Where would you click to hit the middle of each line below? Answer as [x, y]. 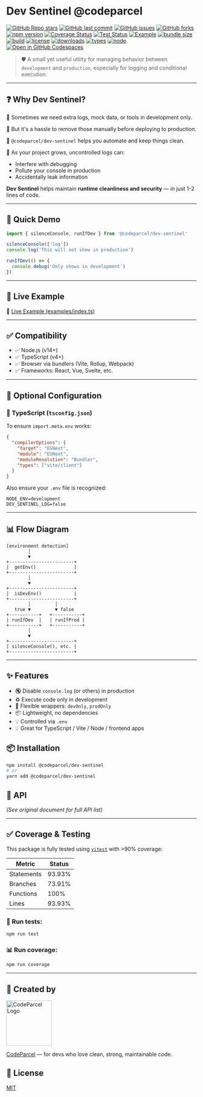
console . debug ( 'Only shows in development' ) [69, 267]
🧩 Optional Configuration [54, 396]
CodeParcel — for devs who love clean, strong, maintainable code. [89, 1054]
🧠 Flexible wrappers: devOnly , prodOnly [63, 706]
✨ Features [27, 676]
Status [59, 863]
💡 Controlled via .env [41, 721]
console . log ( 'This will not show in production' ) [70, 250]
